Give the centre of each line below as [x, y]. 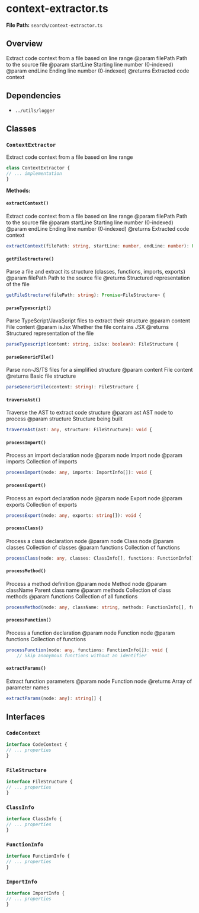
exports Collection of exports [42, 504]
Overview [25, 44]
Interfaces [26, 717]
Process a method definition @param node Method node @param [86, 583]
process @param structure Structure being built [65, 419]
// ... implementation [34, 174]
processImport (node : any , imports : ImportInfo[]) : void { [79, 473]
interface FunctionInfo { [38, 856]
